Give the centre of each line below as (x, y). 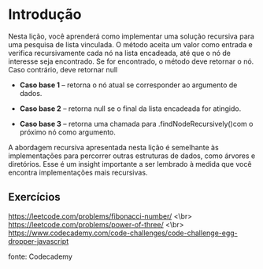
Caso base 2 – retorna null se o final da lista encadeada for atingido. (130, 109)
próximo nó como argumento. (68, 132)
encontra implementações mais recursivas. (78, 172)
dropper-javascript (39, 241)
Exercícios (34, 197)
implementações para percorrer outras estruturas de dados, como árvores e (132, 156)
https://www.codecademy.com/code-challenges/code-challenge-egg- (123, 233)
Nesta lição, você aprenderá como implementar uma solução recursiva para (131, 36)
